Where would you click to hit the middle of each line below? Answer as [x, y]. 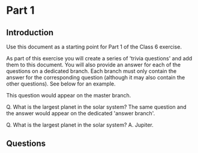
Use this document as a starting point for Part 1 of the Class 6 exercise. [94, 47]
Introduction [30, 33]
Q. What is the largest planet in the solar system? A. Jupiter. [80, 125]
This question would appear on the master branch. [69, 95]
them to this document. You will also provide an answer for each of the [94, 65]
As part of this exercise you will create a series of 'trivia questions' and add [99, 58]
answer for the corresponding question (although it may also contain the [96, 77]
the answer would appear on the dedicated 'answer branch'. [81, 113]
